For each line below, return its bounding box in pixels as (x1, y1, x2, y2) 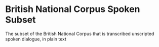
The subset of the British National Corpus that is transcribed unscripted (5, 30, 154, 36)
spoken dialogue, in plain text (5, 36, 67, 42)
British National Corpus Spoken (5, 3, 140, 15)
